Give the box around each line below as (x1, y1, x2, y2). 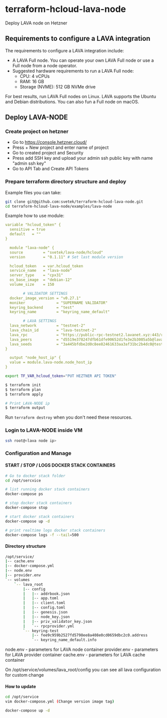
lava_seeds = (9, 342, 59, 347)
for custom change (5, 672, 44, 678)
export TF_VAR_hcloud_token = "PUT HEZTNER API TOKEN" (5, 373, 117, 379)
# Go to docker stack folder (5, 473, 66, 479)
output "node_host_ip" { (9, 355, 61, 360)
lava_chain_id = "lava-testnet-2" (9, 328, 97, 333)
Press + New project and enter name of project (12, 144, 109, 150)
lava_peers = (9, 337, 59, 342)
